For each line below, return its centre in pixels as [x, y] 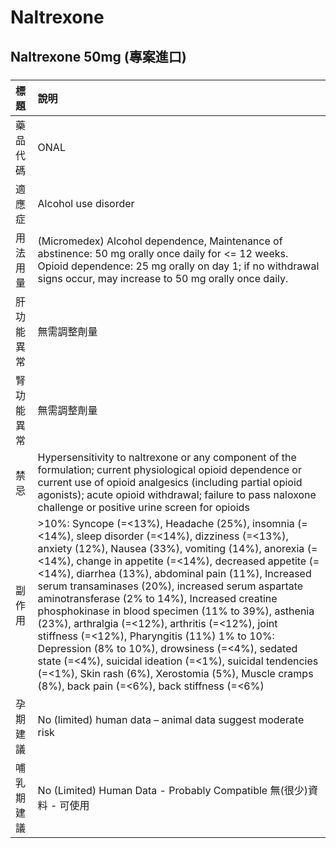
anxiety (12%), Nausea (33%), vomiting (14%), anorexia [171, 548]
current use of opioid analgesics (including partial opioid [170, 482]
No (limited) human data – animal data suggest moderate [171, 719]
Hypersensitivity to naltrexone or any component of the [167, 457]
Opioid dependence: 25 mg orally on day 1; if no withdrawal [178, 266]
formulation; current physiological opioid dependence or [169, 469]
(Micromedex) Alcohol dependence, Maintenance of [160, 241]
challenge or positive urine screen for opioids [143, 507]
